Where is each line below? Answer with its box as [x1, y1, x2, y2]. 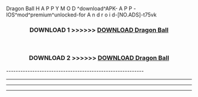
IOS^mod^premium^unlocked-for [6, 11, 86, 18]
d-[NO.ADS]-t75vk [111, 11, 157, 18]
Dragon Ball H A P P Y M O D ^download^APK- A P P [6, 5, 133, 12]
